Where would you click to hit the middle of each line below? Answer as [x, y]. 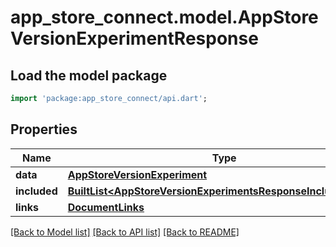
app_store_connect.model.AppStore [164, 17]
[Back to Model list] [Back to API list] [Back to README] [125, 232]
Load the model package [89, 75]
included [36, 191]
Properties [44, 129]
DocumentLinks [106, 207]
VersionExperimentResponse [134, 38]
